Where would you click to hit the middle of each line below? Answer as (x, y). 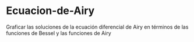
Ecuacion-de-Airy (50, 11)
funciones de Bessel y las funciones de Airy (59, 33)
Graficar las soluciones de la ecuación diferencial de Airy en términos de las (97, 27)
